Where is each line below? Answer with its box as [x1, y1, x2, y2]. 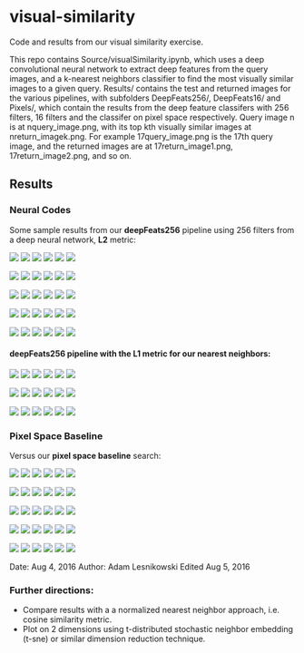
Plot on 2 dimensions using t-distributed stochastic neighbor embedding [22, 624, 293, 635]
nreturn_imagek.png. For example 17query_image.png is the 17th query [9, 131, 274, 141]
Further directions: [9, 584, 94, 597]
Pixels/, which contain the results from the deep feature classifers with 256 [9, 102, 289, 112]
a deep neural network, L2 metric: [9, 234, 136, 245]
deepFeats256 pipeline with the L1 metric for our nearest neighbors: [9, 348, 271, 359]
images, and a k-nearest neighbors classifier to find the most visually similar [9, 73, 294, 83]
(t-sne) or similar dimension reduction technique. [22, 633, 206, 645]
